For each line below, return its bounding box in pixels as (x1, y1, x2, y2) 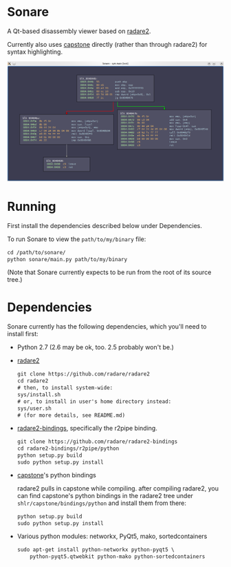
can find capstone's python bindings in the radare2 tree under (16, 491, 194, 499)
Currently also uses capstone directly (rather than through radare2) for (7, 40, 208, 48)
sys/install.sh (16, 391, 61, 398)
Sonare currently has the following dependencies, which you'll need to (7, 322, 208, 331)
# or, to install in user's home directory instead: (16, 398, 172, 405)
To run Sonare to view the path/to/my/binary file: (7, 235, 146, 243)
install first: (7, 329, 39, 338)
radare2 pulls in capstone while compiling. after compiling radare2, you (16, 484, 219, 493)
